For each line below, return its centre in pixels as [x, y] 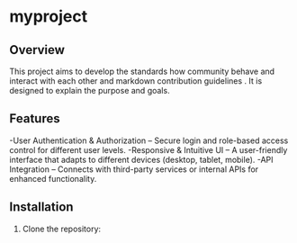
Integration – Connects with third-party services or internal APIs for [134, 169]
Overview [37, 50]
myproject [49, 17]
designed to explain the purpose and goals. [90, 90]
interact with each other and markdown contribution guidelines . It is [136, 81]
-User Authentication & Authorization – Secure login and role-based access [149, 140]
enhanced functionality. [53, 178]
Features [35, 119]
